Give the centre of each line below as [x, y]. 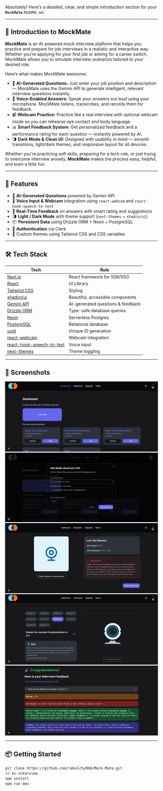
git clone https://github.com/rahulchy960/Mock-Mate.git [64, 768]
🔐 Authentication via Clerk [39, 229]
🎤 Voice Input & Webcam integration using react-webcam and [73, 201]
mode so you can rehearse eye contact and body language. [72, 122]
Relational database [88, 324]
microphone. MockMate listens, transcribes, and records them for [78, 104]
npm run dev [17, 784]
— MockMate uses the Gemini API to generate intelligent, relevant [78, 88]
